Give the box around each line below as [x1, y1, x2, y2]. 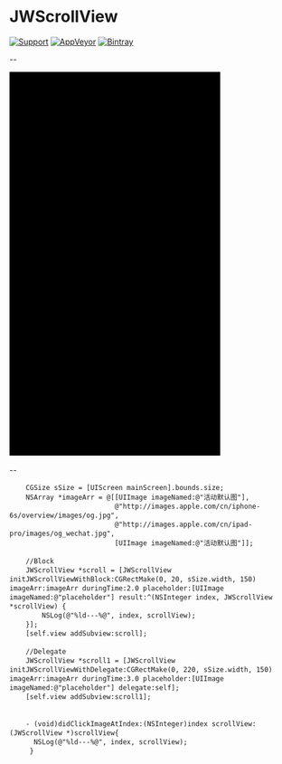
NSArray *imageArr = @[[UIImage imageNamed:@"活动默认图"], [25, 493, 250, 502]
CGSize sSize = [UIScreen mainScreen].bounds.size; [25, 483, 224, 492]
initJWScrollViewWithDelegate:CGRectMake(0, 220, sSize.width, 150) [9, 665, 273, 674]
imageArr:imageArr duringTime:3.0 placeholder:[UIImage [9, 674, 224, 684]
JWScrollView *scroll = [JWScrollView [25, 565, 172, 575]
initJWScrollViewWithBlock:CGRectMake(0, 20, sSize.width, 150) [9, 574, 257, 584]
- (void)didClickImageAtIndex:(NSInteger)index [25, 719, 208, 729]
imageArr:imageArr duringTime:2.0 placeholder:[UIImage [9, 583, 224, 593]
